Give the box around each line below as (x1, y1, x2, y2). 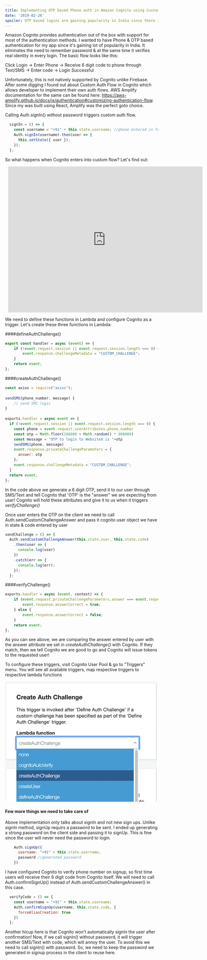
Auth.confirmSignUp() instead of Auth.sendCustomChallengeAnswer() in (5, 879, 151, 886)
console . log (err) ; (17, 563, 55, 568)
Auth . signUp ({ (14, 845, 42, 849)
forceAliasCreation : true (17, 910, 70, 915)
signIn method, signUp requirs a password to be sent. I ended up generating (5, 824, 158, 830)
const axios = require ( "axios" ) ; (5, 385, 73, 390)
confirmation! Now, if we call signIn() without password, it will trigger (5, 934, 142, 940)
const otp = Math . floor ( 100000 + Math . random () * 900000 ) (14, 431, 134, 437)
